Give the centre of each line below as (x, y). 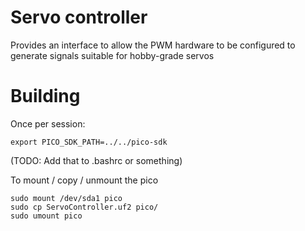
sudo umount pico (46, 216)
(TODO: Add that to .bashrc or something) (96, 160)
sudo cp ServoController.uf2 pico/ (84, 207)
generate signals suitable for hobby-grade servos (112, 55)
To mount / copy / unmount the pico (84, 180)
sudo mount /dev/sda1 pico (66, 198)
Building (45, 96)
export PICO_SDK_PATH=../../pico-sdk (89, 142)
